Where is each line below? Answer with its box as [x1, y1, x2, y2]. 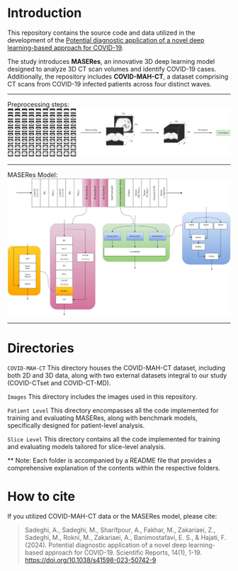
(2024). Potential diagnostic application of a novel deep [24, 541, 187, 550]
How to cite [7, 489, 76, 504]
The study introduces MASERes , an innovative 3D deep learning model [7, 57, 215, 65]
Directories [7, 340, 74, 356]
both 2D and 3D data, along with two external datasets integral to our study [7, 371, 227, 380]
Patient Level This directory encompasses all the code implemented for [7, 406, 219, 415]
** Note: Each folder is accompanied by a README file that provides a [7, 456, 212, 465]
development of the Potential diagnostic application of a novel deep [7, 35, 205, 44]
